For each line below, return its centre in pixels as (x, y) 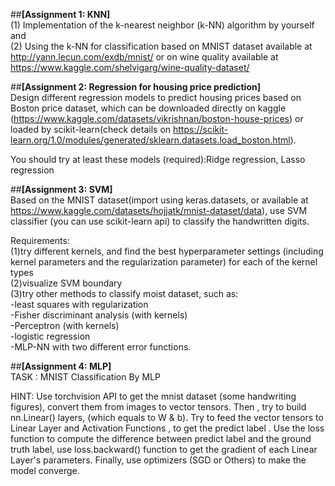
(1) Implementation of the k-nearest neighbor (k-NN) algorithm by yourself (162, 25)
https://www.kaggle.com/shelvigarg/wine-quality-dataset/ (130, 67)
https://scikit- (201, 129)
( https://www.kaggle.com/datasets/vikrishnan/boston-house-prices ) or (157, 118)
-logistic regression (50, 336)
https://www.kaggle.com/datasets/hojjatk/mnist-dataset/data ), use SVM (159, 210)
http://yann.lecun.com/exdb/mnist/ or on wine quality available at (144, 57)
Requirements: (40, 240)
